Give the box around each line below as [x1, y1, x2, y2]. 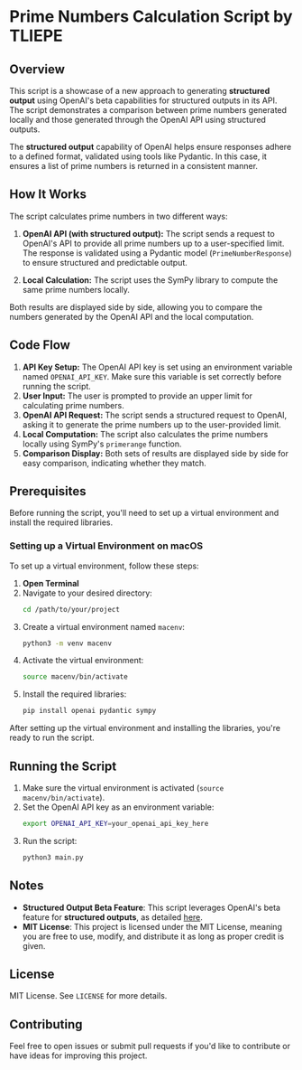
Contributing [9, 1017, 83, 1032]
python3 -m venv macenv [22, 639, 113, 648]
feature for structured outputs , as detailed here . [22, 911, 203, 923]
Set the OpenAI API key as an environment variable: [22, 802, 215, 812]
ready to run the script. [9, 732, 95, 743]
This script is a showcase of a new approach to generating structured [9, 86, 270, 96]
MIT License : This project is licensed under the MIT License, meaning [22, 921, 282, 932]
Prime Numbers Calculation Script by [9, 6, 293, 27]
